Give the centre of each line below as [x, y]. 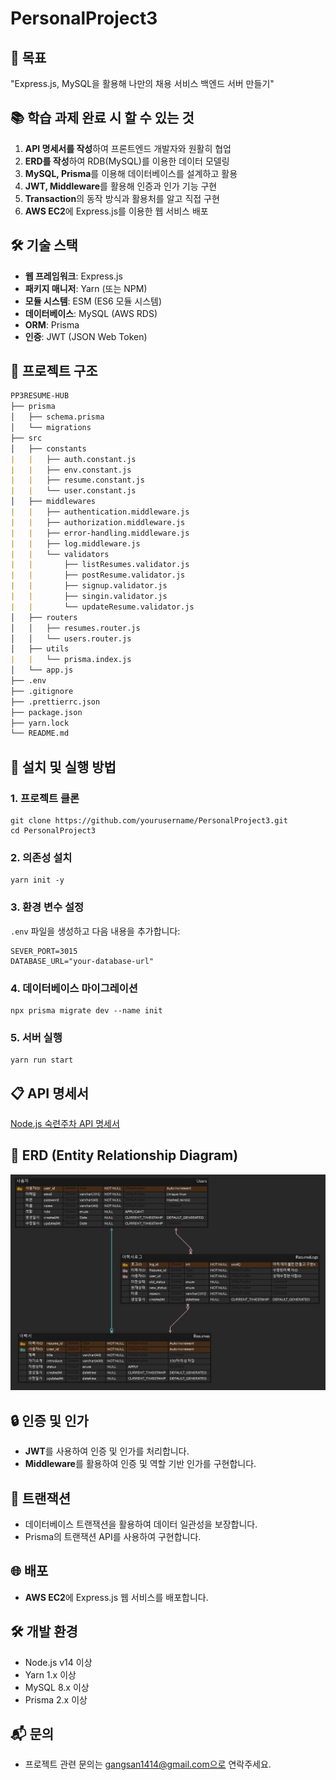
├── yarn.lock [40, 723]
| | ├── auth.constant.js [73, 459]
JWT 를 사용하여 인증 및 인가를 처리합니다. [107, 1451]
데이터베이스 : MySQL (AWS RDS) [91, 313]
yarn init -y [37, 880]
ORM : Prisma [52, 324]
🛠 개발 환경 [44, 1632]
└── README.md [40, 733]
